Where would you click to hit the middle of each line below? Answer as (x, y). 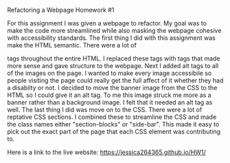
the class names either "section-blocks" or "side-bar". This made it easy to (113, 124)
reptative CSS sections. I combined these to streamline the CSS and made (112, 117)
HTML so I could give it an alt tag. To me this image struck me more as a (109, 95)
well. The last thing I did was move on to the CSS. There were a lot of (105, 110)
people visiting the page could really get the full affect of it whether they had (115, 80)
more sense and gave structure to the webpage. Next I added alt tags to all (113, 66)
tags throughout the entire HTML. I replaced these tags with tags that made (114, 58)
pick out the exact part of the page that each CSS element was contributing (114, 131)
